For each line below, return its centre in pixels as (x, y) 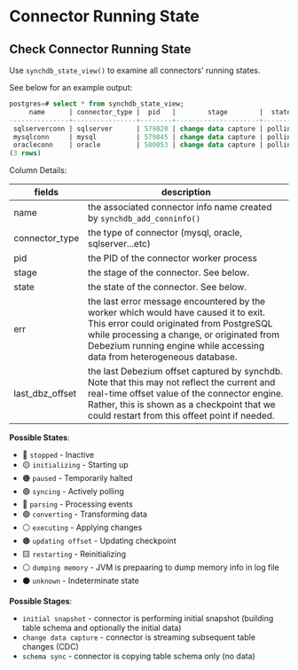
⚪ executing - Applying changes (82, 528)
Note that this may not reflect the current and (181, 382)
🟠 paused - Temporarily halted (77, 478)
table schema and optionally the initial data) (102, 628)
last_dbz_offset (45, 394)
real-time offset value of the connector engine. (185, 394)
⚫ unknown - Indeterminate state (80, 581)
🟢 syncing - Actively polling (73, 492)
